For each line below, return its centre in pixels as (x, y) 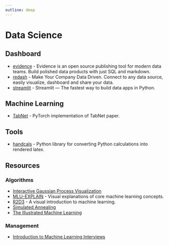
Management (22, 226)
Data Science (34, 35)
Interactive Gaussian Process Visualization (57, 191)
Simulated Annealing (34, 207)
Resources (23, 165)
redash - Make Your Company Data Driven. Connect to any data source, (88, 77)
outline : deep (20, 10)
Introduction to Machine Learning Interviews (59, 237)
